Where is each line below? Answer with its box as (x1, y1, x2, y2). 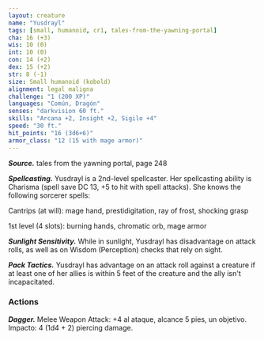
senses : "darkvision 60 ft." (8, 108, 104, 115)
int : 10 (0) (8, 48, 47, 56)
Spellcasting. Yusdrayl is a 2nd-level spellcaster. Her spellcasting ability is (8, 173, 252, 183)
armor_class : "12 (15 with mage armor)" (8, 136, 144, 145)
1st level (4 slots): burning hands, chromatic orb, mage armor (8, 221, 207, 230)
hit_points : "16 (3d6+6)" (8, 129, 93, 137)
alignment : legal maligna (8, 85, 93, 93)
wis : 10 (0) (8, 41, 47, 49)
